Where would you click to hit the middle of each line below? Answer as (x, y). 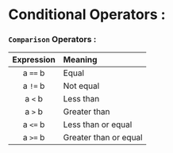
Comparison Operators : (52, 40)
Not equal (81, 86)
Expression (34, 59)
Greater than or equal (103, 138)
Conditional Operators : (87, 15)
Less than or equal (98, 124)
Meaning (80, 59)
